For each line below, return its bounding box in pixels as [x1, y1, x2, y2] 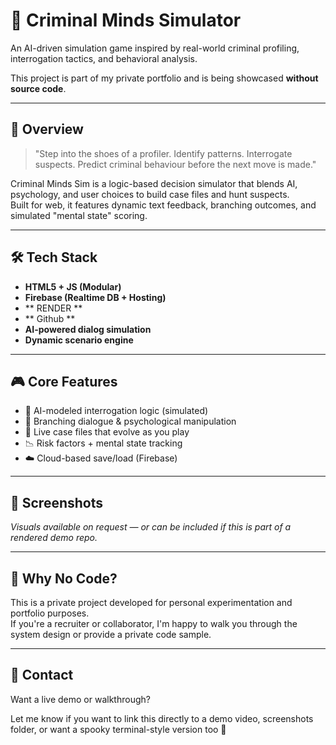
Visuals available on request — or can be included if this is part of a [10, 521, 292, 533]
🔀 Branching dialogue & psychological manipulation [24, 415, 237, 428]
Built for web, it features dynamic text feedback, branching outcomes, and [10, 199, 317, 211]
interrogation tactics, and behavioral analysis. [10, 52, 198, 64]
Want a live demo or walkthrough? [10, 693, 151, 705]
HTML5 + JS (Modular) [24, 280, 122, 293]
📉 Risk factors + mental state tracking [24, 437, 183, 449]
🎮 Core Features [10, 373, 118, 390]
